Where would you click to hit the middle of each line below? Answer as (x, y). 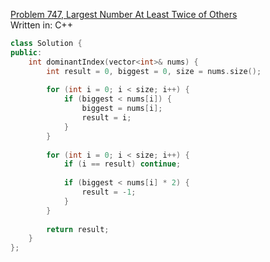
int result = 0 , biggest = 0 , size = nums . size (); (154, 71)
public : (26, 52)
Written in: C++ (41, 25)
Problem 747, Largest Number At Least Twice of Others (124, 14)
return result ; (78, 229)
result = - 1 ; (109, 192)
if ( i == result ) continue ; (122, 164)
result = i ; (106, 118)
